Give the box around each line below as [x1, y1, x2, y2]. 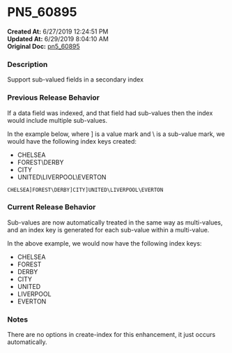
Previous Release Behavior [7, 93, 100, 103]
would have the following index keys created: [7, 137, 137, 145]
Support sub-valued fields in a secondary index [7, 75, 144, 84]
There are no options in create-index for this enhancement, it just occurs [7, 331, 216, 339]
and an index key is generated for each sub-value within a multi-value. [7, 225, 210, 234]
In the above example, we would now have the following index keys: [7, 239, 202, 248]
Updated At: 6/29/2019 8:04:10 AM [7, 34, 109, 43]
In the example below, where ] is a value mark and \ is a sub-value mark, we [7, 130, 225, 138]
